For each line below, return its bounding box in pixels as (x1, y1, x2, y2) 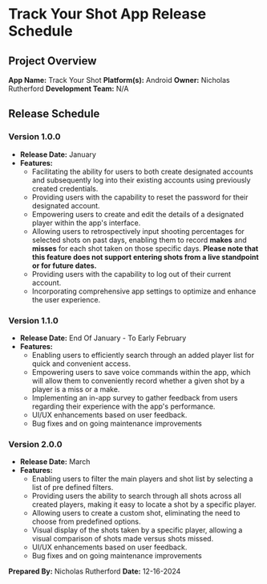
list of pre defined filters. (31, 483, 114, 492)
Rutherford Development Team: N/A (8, 84, 129, 93)
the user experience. (31, 294, 101, 304)
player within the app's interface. (31, 218, 141, 228)
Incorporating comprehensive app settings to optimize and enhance (31, 286, 257, 296)
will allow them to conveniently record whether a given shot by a (31, 376, 245, 385)
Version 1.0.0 (8, 131, 61, 142)
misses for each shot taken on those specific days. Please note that (31, 243, 259, 253)
